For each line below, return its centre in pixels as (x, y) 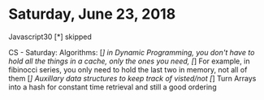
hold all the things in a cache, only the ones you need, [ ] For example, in (129, 61)
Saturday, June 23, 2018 (92, 14)
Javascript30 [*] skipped (50, 37)
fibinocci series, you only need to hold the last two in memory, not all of (128, 69)
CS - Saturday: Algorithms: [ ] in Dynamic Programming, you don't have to (132, 52)
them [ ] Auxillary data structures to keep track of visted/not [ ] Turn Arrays (132, 78)
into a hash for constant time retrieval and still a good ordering (113, 87)
